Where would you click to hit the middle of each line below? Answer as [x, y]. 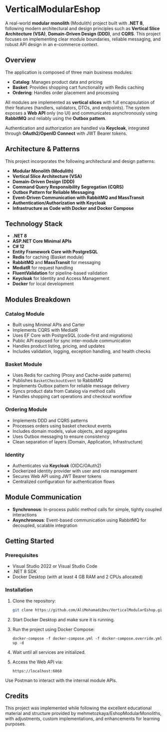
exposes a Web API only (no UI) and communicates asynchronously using [81, 113]
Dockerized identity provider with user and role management [75, 471]
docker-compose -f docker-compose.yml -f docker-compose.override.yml [87, 638]
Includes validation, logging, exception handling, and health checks [82, 351]
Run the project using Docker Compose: [53, 629]
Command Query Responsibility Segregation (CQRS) [68, 187]
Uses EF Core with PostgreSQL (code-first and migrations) [73, 335]
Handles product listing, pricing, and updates [59, 346]
